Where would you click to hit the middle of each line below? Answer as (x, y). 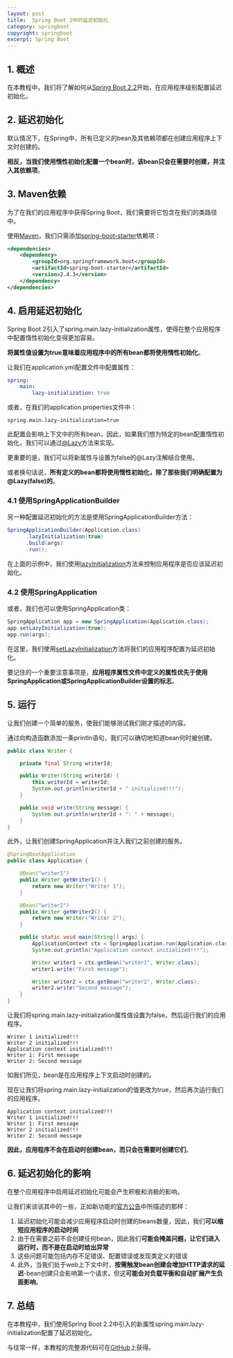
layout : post (26, 14)
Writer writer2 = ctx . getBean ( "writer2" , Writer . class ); (116, 982)
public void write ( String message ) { (74, 807)
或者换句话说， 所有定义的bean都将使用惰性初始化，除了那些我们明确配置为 (115, 472)
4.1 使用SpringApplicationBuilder (63, 501)
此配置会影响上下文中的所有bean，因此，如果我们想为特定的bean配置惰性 (113, 434)
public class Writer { (40, 751)
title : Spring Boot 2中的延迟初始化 (58, 20)
